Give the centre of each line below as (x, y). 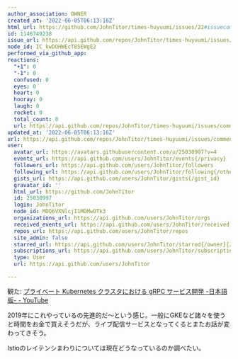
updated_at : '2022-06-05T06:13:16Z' (61, 132)
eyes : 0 (25, 86)
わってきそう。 (29, 333)
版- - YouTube (28, 300)
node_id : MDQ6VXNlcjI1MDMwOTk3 (60, 212)
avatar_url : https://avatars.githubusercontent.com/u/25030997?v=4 (115, 152)
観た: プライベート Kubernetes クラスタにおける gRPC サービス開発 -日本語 (118, 291)
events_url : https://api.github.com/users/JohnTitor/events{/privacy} (120, 159)
